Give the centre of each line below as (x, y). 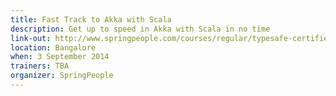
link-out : (31, 38)
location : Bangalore (53, 47)
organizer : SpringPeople (62, 76)
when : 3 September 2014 (60, 57)
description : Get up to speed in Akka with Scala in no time (140, 29)
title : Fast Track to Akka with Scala (91, 19)
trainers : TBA (40, 66)
